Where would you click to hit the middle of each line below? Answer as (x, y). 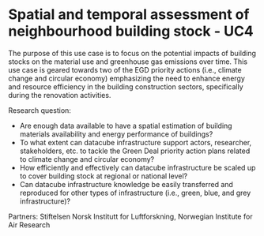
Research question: (40, 110)
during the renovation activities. (60, 95)
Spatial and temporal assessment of (129, 15)
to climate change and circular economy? (87, 159)
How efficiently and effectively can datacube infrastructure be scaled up (138, 167)
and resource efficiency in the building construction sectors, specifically (126, 86)
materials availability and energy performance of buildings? (116, 134)
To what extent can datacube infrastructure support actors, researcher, (136, 142)
